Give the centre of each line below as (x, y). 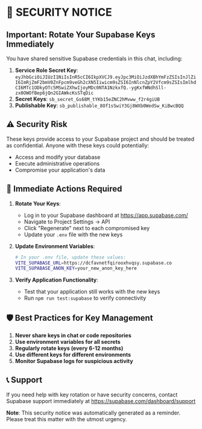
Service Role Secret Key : (46, 70)
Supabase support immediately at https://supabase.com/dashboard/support (101, 401)
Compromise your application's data (60, 170)
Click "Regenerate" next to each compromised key (87, 228)
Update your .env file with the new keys (73, 234)
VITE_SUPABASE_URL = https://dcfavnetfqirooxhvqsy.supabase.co (93, 263)
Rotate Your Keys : (38, 203)
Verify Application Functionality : (56, 280)
